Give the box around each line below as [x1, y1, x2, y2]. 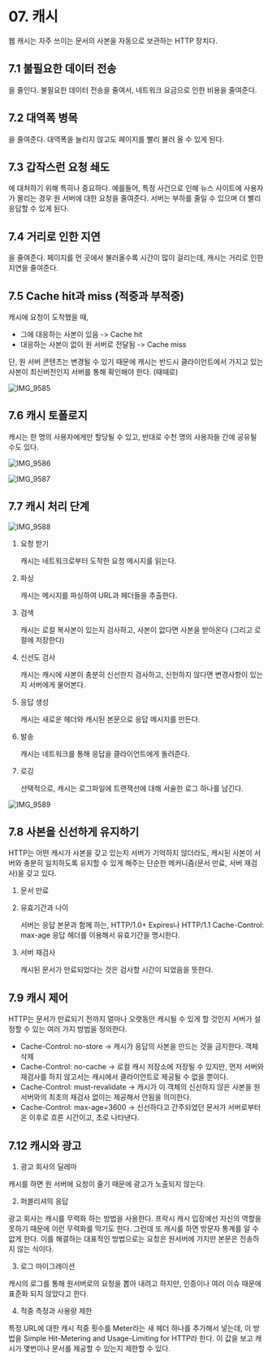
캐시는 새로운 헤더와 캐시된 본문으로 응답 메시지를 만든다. [19, 714, 201, 724]
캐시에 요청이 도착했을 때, [8, 312, 89, 322]
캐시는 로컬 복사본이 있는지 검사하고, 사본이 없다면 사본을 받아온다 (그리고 [19, 625, 253, 635]
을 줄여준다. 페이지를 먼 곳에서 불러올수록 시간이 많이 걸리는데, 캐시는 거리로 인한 [8, 253, 264, 262]
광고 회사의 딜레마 [19, 1162, 77, 1172]
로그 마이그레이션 [19, 1261, 76, 1272]
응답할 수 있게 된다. [8, 204, 69, 214]
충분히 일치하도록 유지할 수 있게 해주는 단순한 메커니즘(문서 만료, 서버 [23, 858, 243, 868]
